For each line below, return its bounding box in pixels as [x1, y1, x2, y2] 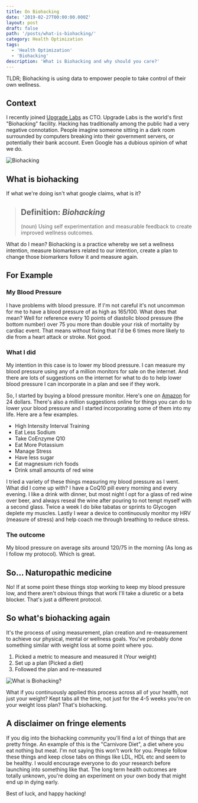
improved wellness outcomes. [20, 229, 94, 236]
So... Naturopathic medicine [6, 567, 112, 577]
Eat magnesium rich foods [14, 460, 79, 467]
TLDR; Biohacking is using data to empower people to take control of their [6, 75, 186, 82]
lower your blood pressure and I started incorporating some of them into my [6, 404, 191, 411]
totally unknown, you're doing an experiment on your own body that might [6, 772, 187, 779]
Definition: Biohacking [20, 207, 105, 217]
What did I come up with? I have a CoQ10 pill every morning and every [6, 484, 177, 491]
